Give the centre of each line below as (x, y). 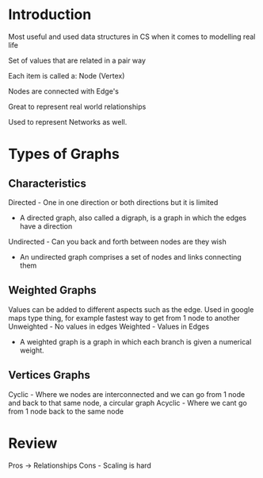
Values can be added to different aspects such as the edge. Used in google (131, 309)
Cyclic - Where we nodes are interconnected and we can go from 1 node (127, 394)
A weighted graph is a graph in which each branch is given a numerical (135, 341)
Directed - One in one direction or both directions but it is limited (113, 202)
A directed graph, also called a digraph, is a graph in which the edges (133, 218)
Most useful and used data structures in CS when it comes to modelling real (132, 37)
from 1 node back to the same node (66, 411)
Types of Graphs (64, 154)
